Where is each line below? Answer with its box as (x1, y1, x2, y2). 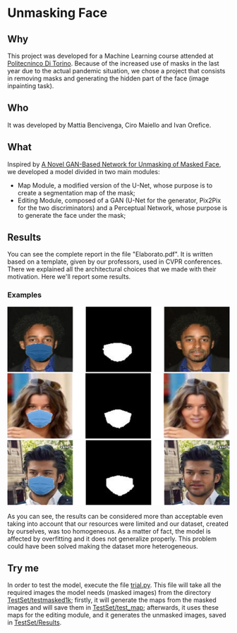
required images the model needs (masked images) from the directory (7, 589, 212, 597)
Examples (7, 290, 42, 300)
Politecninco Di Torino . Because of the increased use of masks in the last (7, 59, 220, 68)
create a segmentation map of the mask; (17, 188, 135, 197)
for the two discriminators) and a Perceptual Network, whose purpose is (17, 203, 228, 212)
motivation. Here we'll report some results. (7, 273, 131, 281)
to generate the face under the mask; (17, 211, 126, 219)
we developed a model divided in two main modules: (7, 167, 160, 176)
